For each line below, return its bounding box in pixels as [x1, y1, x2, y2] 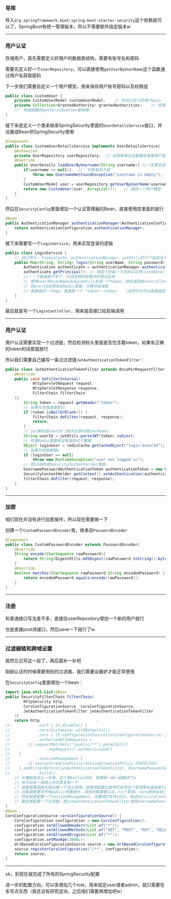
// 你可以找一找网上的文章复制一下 [14, 780, 78, 785]
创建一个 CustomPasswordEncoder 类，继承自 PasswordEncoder [5, 527, 128, 533]
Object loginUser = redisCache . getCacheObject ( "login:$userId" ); [23, 443, 165, 448]
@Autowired [14, 148, 38, 154]
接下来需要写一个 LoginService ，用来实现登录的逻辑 [5, 240, 113, 246]
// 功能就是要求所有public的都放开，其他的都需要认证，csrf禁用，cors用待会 [14, 790, 159, 795]
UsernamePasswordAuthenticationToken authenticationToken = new [23, 467, 163, 472]
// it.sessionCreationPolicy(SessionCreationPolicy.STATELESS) [5, 761, 158, 766]
